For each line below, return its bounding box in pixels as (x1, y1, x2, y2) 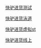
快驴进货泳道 (5, 15, 32, 21)
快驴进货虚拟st (5, 26, 36, 32)
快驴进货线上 (5, 37, 32, 43)
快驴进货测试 (5, 5, 32, 10)
